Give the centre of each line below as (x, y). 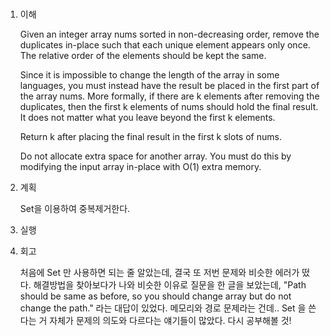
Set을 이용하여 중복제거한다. (75, 209)
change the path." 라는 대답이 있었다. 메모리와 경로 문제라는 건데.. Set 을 (163, 308)
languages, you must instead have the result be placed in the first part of (169, 86)
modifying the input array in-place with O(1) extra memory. (140, 167)
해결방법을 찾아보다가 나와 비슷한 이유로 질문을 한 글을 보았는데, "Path (170, 285)
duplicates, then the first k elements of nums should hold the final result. (169, 107)
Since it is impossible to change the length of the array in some (149, 75)
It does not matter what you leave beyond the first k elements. (147, 118)
